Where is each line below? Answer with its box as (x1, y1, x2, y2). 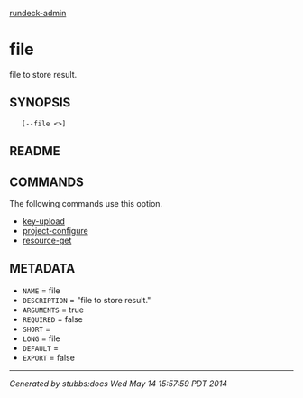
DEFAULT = (22, 342, 60, 353)
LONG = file (22, 333, 60, 344)
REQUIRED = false (22, 313, 83, 324)
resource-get (22, 235, 72, 245)
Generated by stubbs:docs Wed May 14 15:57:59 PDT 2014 (9, 378, 228, 389)
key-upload (22, 216, 66, 227)
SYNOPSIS (9, 95, 71, 111)
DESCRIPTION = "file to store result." (22, 294, 151, 305)
